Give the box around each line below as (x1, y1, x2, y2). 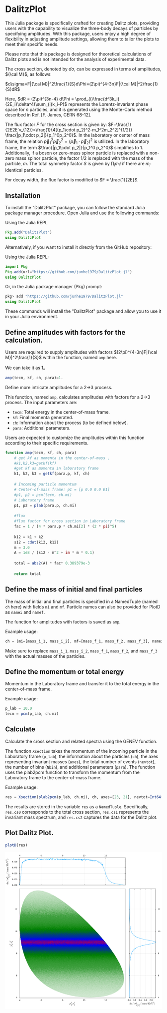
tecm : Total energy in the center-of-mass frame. (12, 409, 110, 415)
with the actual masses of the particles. (5, 653, 86, 659)
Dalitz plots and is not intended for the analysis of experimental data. (5, 56, 146, 62)
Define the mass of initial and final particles (5, 585, 143, 594)
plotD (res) (5, 843, 28, 848)
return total (14, 571, 41, 576)
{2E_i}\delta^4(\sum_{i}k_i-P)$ (5, 101, 68, 107)
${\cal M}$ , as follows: (5, 71, 52, 77)
